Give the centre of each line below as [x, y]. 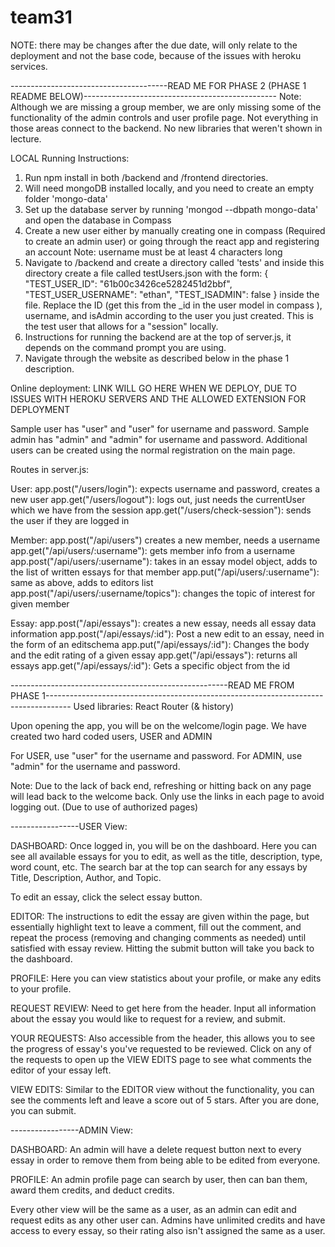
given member [40, 603]
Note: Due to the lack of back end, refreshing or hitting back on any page [161, 785]
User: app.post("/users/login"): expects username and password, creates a [165, 488]
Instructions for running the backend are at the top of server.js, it [158, 337]
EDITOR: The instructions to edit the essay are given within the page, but [160, 916]
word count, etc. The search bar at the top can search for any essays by [159, 867]
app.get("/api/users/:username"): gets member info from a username [153, 550]
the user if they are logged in [70, 520]
